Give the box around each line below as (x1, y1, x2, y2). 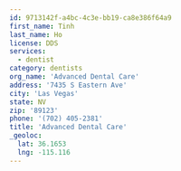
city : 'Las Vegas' (9, 89, 79, 98)
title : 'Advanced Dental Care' (9, 123, 128, 132)
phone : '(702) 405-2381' (9, 114, 103, 123)
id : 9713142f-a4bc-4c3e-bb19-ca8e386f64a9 (9, 13, 172, 23)
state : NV (9, 97, 47, 107)
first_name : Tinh (9, 22, 75, 31)
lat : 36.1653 (17, 139, 67, 148)
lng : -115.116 (17, 147, 71, 157)
